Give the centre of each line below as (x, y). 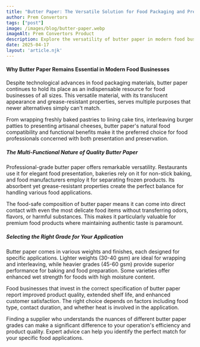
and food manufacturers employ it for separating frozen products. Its (90, 180)
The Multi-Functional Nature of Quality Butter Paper (72, 152)
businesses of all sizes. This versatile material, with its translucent (87, 95)
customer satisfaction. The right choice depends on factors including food (97, 301)
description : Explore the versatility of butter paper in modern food (96, 39)
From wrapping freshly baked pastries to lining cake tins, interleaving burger (100, 119)
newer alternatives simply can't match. (54, 108)
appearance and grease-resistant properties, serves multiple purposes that (99, 101)
